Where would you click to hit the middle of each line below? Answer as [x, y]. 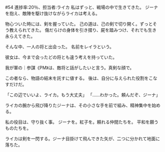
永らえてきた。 [20, 36]
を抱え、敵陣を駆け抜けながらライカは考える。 [52, 13]
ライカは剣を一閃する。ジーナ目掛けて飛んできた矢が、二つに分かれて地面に [82, 139]
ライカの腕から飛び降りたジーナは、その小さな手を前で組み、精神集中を [78, 105]
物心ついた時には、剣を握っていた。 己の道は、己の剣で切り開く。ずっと [79, 24]
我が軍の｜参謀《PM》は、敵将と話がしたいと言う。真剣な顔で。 [70, 68]
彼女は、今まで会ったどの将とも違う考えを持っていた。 [61, 57]
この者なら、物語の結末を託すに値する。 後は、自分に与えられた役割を [77, 78]
